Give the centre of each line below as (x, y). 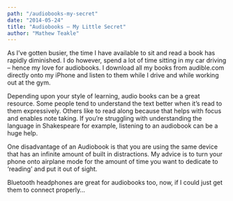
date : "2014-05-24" (36, 20)
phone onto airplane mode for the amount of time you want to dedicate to (113, 162)
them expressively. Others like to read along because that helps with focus (114, 111)
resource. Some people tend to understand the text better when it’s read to (115, 104)
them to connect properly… (46, 190)
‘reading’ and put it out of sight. (52, 169)
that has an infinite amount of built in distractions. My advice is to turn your (115, 154)
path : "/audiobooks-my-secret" (53, 14)
